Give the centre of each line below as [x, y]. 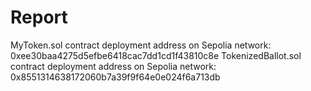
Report [39, 17]
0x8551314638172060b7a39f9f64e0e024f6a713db [115, 77]
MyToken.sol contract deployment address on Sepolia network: [141, 45]
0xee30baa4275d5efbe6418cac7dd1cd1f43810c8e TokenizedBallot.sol [156, 55]
